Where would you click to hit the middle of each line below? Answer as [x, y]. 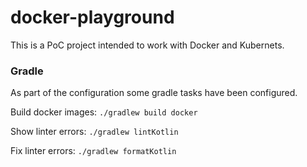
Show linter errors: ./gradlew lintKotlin [94, 132]
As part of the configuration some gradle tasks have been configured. [154, 93]
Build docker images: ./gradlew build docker [104, 112]
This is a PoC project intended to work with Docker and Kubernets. [147, 45]
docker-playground [92, 17]
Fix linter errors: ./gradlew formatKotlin [93, 151]
